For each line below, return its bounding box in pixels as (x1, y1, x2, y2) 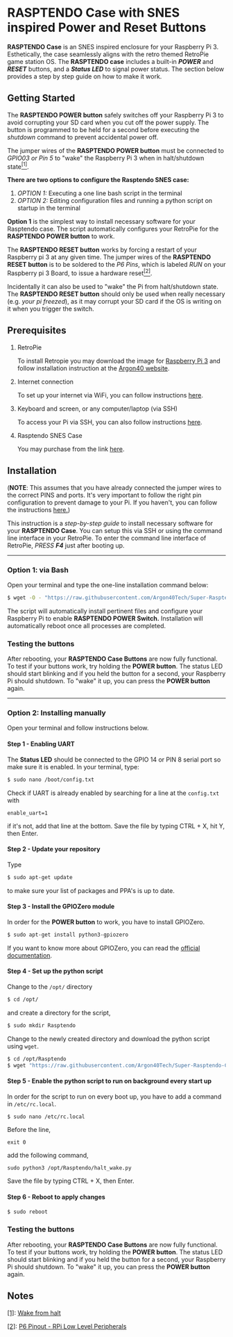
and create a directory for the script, (7, 1008, 111, 1017)
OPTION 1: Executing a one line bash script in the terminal (17, 189, 182, 197)
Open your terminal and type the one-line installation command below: (7, 580, 209, 589)
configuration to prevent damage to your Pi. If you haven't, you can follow (7, 498, 218, 507)
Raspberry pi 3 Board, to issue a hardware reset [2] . (7, 268, 153, 277)
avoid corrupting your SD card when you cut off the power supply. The (7, 118, 209, 126)
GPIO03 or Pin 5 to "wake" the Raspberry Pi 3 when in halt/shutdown (7, 154, 205, 162)
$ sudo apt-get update (7, 873, 73, 880)
